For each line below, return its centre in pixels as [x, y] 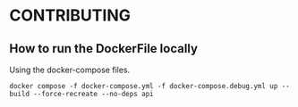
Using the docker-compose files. [70, 70]
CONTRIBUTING [70, 16]
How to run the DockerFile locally [104, 49]
